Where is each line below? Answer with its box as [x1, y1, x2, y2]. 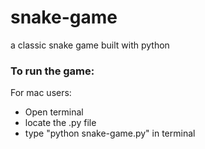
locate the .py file [24, 117, 97, 129]
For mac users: [10, 87, 72, 99]
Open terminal [24, 106, 84, 118]
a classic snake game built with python [10, 39, 170, 51]
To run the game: [10, 64, 95, 78]
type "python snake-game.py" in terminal [24, 127, 196, 140]
